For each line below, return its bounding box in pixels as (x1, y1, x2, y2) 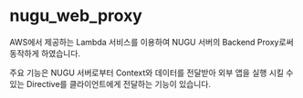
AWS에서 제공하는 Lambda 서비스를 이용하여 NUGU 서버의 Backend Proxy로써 (9, 36, 294, 47)
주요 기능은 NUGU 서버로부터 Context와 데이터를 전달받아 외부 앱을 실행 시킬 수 (9, 67, 294, 78)
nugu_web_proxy (9, 5, 143, 26)
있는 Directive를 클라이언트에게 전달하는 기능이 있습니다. (9, 78, 212, 89)
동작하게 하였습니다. (9, 47, 80, 59)
